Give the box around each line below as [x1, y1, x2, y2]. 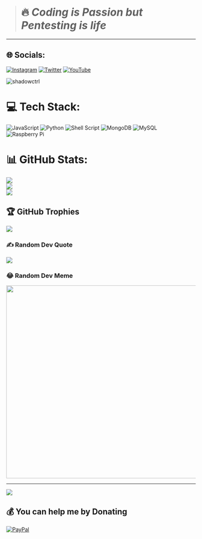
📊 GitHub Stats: [6, 153, 88, 166]
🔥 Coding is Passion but [20, 5, 143, 19]
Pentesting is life [20, 19, 106, 33]
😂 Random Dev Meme [6, 271, 73, 280]
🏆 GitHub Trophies [6, 207, 80, 217]
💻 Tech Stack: [6, 99, 81, 113]
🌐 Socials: [6, 50, 46, 60]
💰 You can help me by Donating [6, 506, 127, 517]
